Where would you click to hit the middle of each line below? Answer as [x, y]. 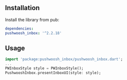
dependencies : [19, 29]
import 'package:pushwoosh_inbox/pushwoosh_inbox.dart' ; [64, 59]
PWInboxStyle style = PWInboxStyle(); [44, 68]
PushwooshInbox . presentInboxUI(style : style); [53, 73]
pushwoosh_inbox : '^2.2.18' [34, 33]
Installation [22, 8]
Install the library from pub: [32, 19]
